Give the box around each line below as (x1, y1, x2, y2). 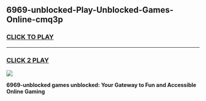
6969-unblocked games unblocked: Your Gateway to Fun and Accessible (6, 81, 197, 88)
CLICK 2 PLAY (6, 56, 49, 64)
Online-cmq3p (6, 15, 63, 25)
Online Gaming (6, 88, 45, 95)
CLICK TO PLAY (6, 33, 54, 42)
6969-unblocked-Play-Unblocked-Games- (6, 5, 174, 15)
